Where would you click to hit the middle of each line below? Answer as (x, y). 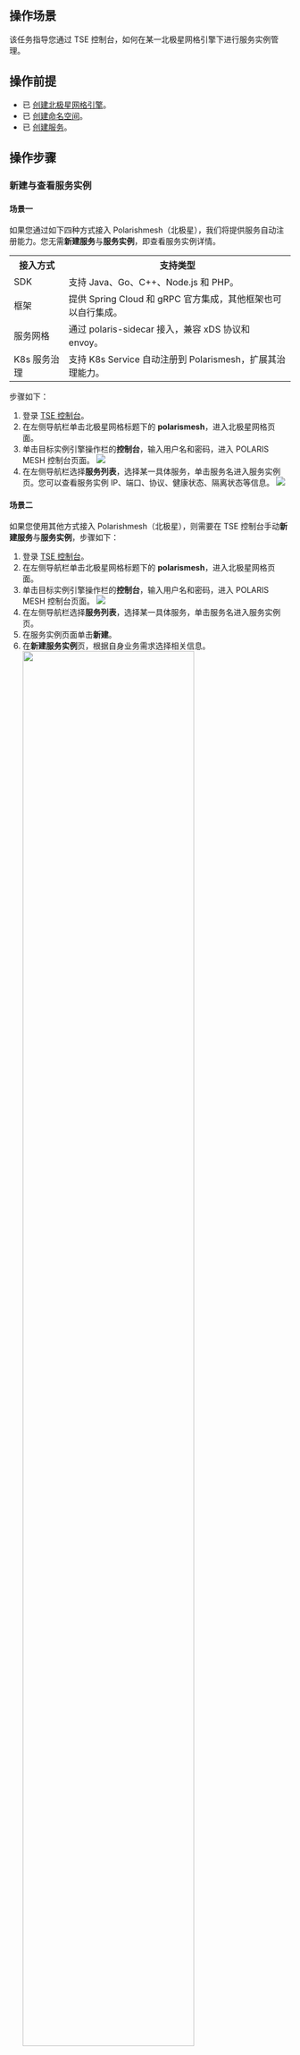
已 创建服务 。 (47, 127)
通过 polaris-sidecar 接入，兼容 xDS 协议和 (159, 329)
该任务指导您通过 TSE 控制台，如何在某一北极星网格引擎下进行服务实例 (140, 39)
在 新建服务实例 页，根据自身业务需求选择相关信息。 (116, 646)
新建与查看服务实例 (50, 185)
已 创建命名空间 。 (54, 115)
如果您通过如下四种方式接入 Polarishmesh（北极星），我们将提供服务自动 (143, 230)
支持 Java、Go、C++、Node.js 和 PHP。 (154, 283)
